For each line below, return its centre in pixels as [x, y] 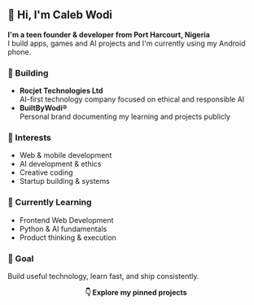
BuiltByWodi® [43, 108]
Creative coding [46, 172]
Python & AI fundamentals [63, 229]
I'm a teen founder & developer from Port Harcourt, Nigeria [109, 34]
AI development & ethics [60, 164]
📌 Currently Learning [50, 203]
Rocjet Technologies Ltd [61, 91]
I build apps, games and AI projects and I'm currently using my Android [127, 43]
